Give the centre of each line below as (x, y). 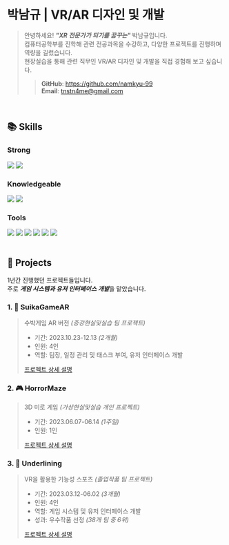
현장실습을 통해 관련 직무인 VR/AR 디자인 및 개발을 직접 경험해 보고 (114, 61)
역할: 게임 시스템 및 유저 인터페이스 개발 (88, 511)
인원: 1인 (46, 430)
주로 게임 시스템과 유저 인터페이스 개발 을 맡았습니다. (77, 289)
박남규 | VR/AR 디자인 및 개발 (86, 15)
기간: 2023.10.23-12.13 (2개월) (76, 338)
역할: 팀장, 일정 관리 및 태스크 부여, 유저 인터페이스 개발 (109, 355)
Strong (19, 150)
